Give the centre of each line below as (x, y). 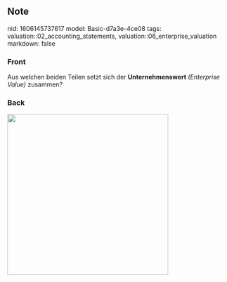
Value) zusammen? (35, 84)
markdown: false (32, 43)
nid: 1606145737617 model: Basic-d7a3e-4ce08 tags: (84, 28)
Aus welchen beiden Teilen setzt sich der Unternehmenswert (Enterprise (113, 77)
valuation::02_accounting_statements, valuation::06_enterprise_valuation (112, 36)
